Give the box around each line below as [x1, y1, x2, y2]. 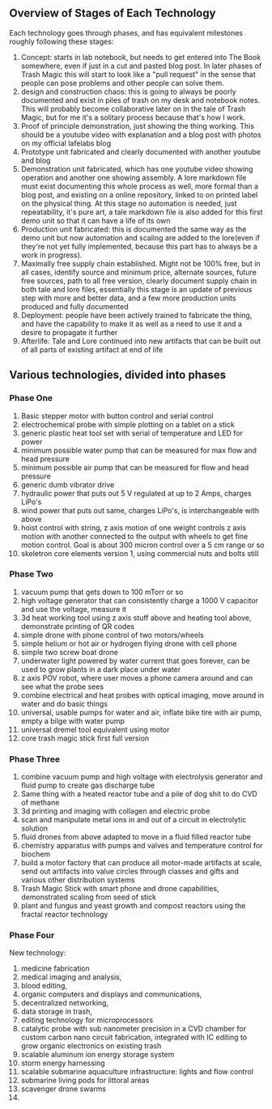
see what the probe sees [20, 682, 104, 691]
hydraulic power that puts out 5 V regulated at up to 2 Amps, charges [20, 488, 252, 498]
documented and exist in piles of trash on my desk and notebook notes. [20, 95, 261, 104]
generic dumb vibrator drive [20, 479, 115, 489]
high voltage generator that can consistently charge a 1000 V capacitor [20, 595, 258, 605]
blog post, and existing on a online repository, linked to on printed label [20, 189, 258, 199]
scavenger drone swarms [20, 1084, 107, 1094]
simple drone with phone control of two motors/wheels [20, 630, 205, 639]
